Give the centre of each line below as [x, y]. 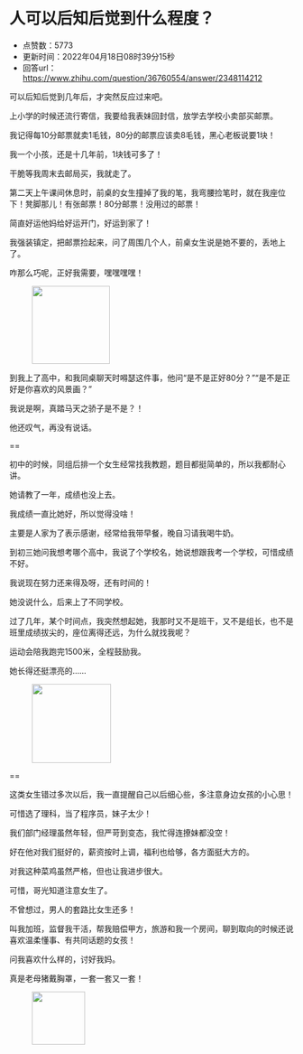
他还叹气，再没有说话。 [53, 427]
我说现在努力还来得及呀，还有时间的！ [80, 583]
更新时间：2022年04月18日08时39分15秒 [99, 56]
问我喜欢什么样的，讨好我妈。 [64, 959]
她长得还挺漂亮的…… [48, 670]
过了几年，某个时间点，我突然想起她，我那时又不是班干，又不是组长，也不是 [151, 620]
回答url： [39, 68]
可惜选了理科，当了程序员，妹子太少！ [80, 813]
